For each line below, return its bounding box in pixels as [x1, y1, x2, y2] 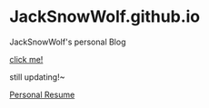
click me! [9, 54, 44, 64]
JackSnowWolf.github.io [9, 6, 201, 27]
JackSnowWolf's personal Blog [9, 36, 126, 47]
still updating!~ [9, 71, 65, 83]
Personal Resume [9, 89, 75, 100]
